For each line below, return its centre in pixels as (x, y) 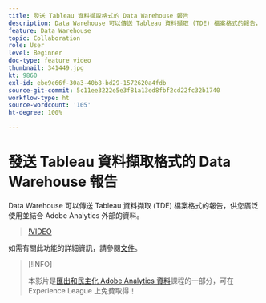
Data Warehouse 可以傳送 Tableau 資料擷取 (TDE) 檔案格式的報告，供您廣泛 (133, 205)
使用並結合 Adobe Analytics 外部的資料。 (76, 215)
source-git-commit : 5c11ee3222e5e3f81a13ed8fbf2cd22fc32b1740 (114, 90)
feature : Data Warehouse (50, 30)
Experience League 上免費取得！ (82, 290)
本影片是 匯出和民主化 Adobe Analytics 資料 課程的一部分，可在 (131, 281)
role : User (26, 46)
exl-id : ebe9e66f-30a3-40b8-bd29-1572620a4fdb (87, 83)
